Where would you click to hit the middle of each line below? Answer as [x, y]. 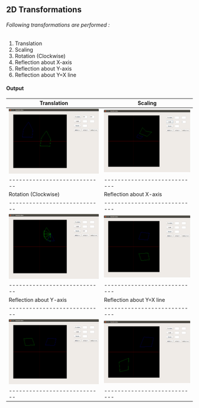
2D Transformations [44, 10]
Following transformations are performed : [58, 25]
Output [15, 88]
